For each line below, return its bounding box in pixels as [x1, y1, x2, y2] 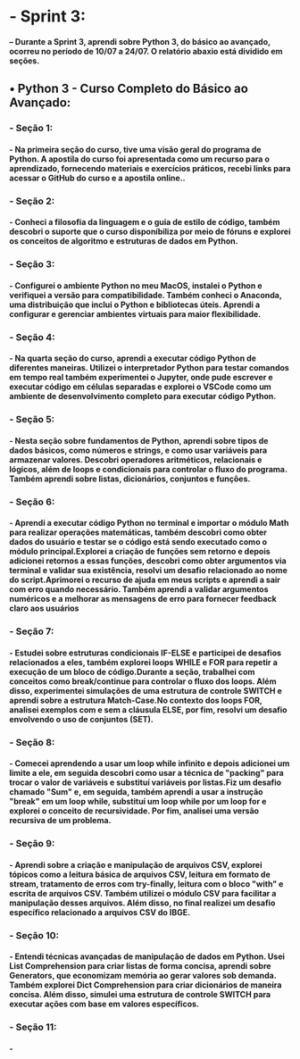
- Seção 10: [9, 929, 60, 941]
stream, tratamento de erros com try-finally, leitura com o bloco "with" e [9, 878, 284, 889]
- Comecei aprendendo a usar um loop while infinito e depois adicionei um [9, 758, 290, 769]
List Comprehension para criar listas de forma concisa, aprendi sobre [9, 961, 271, 971]
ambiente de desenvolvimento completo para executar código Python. [9, 391, 277, 402]
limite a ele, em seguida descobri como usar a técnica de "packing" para [9, 768, 284, 779]
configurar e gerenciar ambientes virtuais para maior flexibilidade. [9, 308, 262, 319]
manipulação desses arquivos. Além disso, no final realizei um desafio [9, 897, 276, 908]
